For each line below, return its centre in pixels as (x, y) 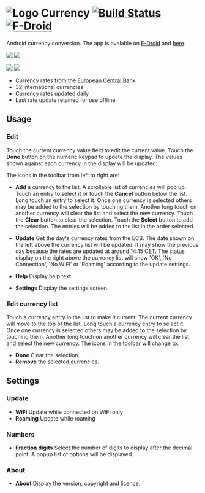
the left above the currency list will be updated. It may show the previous (107, 244)
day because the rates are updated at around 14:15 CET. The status (100, 251)
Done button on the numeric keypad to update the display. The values (94, 157)
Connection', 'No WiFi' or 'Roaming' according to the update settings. (103, 264)
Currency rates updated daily (52, 93)
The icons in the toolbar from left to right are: (63, 175)
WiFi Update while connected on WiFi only (69, 412)
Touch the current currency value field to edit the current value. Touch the (100, 150)
